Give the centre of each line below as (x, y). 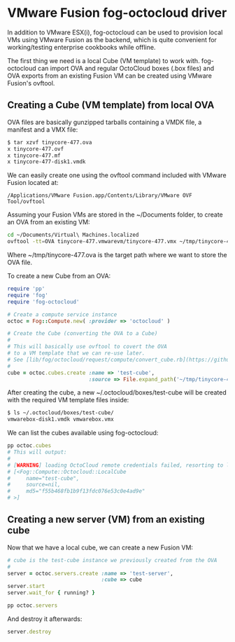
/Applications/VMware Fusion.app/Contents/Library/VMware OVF (100, 196)
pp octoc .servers (33, 606)
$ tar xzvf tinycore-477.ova (50, 142)
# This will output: (37, 452)
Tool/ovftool (26, 202)
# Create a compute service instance (62, 314)
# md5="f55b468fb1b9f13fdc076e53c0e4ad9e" (76, 491)
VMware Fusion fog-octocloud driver (117, 13)
